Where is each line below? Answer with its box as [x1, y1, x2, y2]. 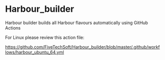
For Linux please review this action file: [5, 34, 85, 40]
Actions [5, 25, 21, 30]
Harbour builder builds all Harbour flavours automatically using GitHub [5, 20, 148, 26]
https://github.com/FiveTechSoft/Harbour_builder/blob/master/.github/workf [5, 44, 160, 50]
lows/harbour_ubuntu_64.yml [5, 49, 64, 55]
